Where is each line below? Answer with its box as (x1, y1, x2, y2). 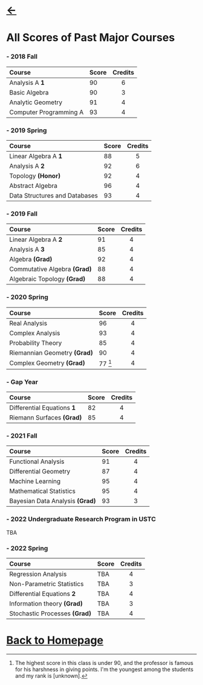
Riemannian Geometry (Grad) (9, 349, 94, 357)
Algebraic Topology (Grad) (9, 275, 86, 283)
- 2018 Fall (6, 52, 38, 61)
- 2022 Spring (6, 544, 48, 552)
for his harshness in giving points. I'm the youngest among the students (14, 666, 194, 673)
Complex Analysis (9, 329, 60, 337)
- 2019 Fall (6, 209, 38, 218)
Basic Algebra (9, 88, 50, 96)
